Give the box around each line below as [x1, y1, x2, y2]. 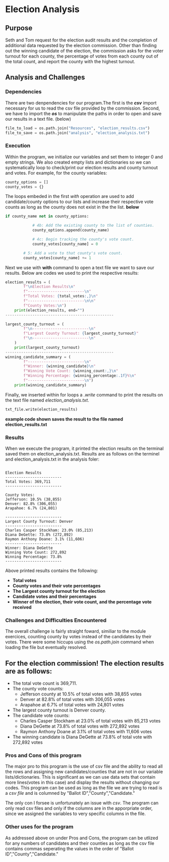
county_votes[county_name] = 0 [32, 241, 98, 246]
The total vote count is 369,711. [12, 680, 77, 686]
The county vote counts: [12, 686, 64, 692]
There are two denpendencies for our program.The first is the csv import [5, 99, 157, 106]
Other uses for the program [5, 823, 74, 830]
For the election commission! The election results [5, 659, 164, 668]
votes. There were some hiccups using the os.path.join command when [5, 639, 154, 645]
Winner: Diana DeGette [5, 545, 53, 551]
